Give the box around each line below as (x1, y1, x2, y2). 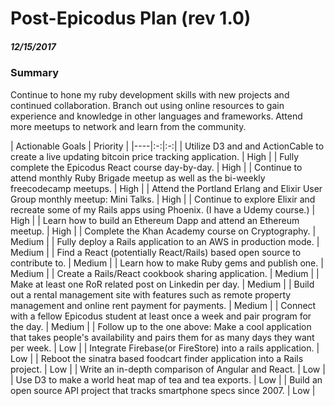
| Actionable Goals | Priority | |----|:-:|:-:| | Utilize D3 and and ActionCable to (10, 140, 325, 152)
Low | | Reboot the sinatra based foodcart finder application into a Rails (10, 352, 304, 364)
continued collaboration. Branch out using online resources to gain (10, 99, 285, 111)
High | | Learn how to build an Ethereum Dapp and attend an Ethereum (10, 214, 300, 226)
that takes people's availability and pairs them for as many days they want (10, 331, 315, 343)
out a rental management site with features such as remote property (10, 288, 292, 301)
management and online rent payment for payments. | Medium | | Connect (10, 299, 317, 311)
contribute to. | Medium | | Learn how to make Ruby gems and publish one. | (10, 257, 324, 269)
